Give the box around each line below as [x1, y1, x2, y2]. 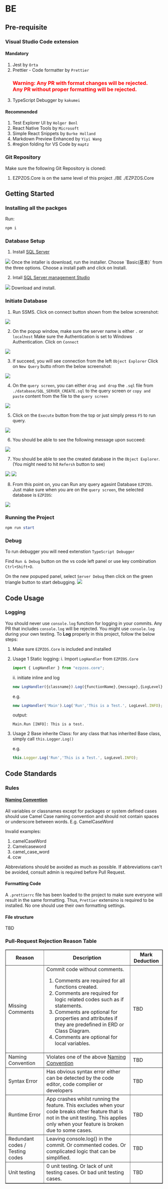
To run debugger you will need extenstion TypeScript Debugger [5, 548, 135, 555]
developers [46, 1087, 73, 1094]
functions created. [54, 983, 98, 990]
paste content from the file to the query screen [12, 393, 108, 399]
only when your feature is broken [46, 1120, 124, 1127]
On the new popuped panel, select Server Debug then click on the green [5, 573, 153, 579]
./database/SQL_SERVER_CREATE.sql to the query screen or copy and [12, 388, 151, 394]
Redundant [8, 1135, 34, 1142]
